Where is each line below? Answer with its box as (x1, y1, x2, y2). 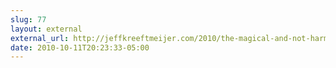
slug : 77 (10, 14, 47, 25)
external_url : (10, 33, 70, 43)
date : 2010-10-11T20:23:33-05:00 (10, 42, 150, 53)
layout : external (10, 24, 83, 34)
